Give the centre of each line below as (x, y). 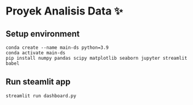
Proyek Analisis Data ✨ (64, 11)
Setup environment (43, 33)
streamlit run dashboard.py (41, 96)
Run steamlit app (38, 82)
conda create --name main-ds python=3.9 (57, 48)
